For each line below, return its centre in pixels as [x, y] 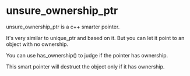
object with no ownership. [37, 44]
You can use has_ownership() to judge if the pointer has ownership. [87, 55]
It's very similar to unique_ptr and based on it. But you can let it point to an [95, 38]
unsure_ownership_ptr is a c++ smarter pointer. [63, 27]
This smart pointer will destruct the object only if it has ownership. [85, 66]
